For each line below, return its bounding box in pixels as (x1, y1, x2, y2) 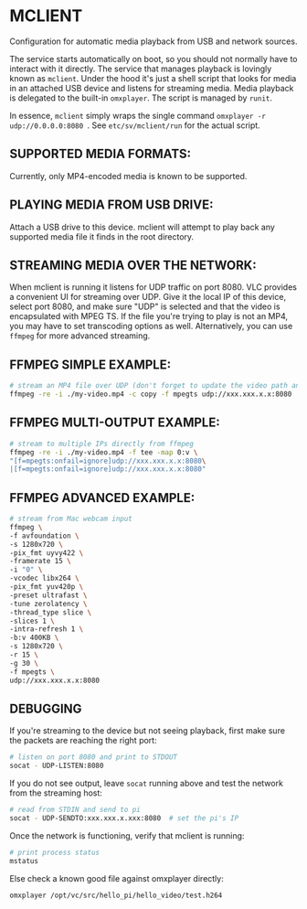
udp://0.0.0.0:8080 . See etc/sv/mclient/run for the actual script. (9, 120, 260, 131)
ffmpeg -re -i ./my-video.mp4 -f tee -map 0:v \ (9, 447, 198, 457)
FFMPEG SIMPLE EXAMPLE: (9, 357, 172, 372)
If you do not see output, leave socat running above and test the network (9, 778, 283, 789)
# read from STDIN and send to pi (9, 806, 142, 815)
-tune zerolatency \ (9, 599, 89, 608)
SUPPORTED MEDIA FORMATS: (9, 146, 192, 162)
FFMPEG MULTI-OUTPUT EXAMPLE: (9, 415, 221, 431)
